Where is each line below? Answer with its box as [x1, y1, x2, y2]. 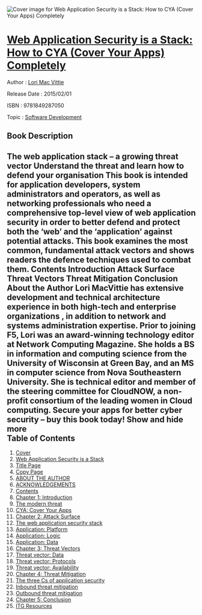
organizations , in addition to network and [7, 311, 167, 321]
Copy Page [15, 468, 44, 476]
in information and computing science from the [7, 349, 187, 359]
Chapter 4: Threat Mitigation [15, 571, 86, 578]
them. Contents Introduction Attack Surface [7, 264, 175, 274]
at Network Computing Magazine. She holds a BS [7, 339, 195, 349]
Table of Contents [7, 433, 76, 443]
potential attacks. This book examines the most [7, 236, 188, 246]
